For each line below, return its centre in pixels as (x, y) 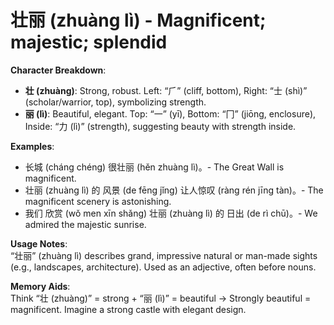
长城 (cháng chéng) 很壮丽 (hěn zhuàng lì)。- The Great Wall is (154, 167)
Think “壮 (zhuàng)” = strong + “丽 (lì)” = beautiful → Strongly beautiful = (161, 298)
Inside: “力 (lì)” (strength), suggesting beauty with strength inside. (160, 126)
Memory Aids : (40, 286)
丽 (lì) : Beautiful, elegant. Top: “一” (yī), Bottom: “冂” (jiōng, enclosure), (170, 113)
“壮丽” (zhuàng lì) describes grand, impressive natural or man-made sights (164, 255)
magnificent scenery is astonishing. (98, 201)
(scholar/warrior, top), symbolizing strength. (115, 102)
